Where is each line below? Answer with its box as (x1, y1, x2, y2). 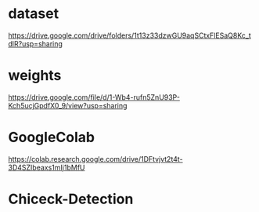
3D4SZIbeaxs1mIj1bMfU (8, 163, 85, 172)
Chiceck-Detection (8, 190, 134, 208)
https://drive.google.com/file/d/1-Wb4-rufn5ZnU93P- (8, 92, 180, 102)
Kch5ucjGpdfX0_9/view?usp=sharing (8, 101, 128, 110)
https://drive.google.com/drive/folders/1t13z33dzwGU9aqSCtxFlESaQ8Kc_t (8, 31, 252, 40)
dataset (8, 5, 59, 23)
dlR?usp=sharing (8, 38, 63, 48)
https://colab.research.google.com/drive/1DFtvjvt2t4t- (8, 154, 183, 163)
